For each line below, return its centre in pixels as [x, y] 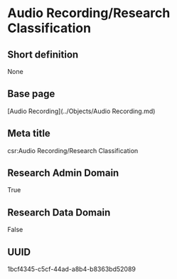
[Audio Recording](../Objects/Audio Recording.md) [81, 111]
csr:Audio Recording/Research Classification [73, 150]
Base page [31, 94]
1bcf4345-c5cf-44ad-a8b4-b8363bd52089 [72, 269]
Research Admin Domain [63, 173]
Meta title [29, 133]
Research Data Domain [59, 212]
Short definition [43, 54]
